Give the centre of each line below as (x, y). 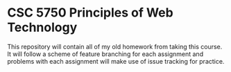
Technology (42, 27)
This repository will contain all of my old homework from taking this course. (115, 46)
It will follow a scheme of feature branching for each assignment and (105, 54)
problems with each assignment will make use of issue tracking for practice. (116, 61)
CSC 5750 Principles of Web (90, 13)
